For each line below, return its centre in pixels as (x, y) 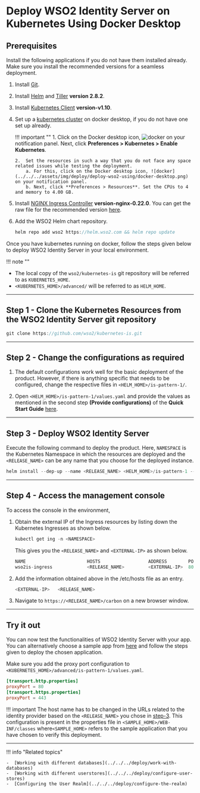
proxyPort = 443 (26, 698)
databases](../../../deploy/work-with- (128, 763)
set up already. (33, 126)
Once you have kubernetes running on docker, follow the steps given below (99, 243)
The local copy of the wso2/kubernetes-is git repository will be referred (102, 273)
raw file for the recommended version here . (68, 210)
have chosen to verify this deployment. (54, 734)
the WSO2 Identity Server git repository (81, 320)
